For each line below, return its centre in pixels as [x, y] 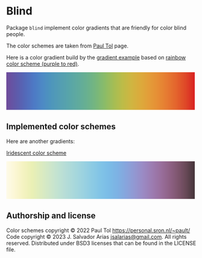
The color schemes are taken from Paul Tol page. [67, 46]
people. [16, 34]
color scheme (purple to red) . [43, 64]
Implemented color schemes [61, 127]
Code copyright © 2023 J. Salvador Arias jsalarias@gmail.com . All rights [96, 236]
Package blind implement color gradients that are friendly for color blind [96, 28]
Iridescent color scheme [36, 153]
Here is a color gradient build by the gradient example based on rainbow [96, 57]
